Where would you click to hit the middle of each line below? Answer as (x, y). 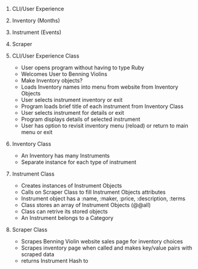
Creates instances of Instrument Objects (71, 186)
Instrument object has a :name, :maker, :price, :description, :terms (103, 199)
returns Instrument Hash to (55, 261)
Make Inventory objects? (52, 80)
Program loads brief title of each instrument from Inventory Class (102, 106)
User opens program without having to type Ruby (82, 67)
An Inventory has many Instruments (65, 155)
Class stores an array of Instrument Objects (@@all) (86, 205)
